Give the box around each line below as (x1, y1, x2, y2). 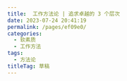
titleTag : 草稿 (7, 63, 50, 70)
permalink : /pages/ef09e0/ (7, 23, 87, 30)
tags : (7, 50, 23, 57)
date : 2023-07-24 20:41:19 (7, 17, 87, 24)
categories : (7, 30, 42, 37)
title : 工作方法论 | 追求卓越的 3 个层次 (7, 10, 120, 18)
